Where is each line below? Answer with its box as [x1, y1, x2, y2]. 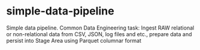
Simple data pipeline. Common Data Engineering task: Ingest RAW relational [6, 24, 195, 31]
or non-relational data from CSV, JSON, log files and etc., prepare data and [6, 30, 192, 37]
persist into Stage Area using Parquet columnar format [6, 37, 142, 44]
